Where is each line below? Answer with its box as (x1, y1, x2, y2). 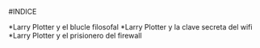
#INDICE (8, 7, 37, 16)
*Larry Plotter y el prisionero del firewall (8, 31, 143, 40)
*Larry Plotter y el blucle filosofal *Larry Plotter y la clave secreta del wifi (8, 22, 253, 31)
